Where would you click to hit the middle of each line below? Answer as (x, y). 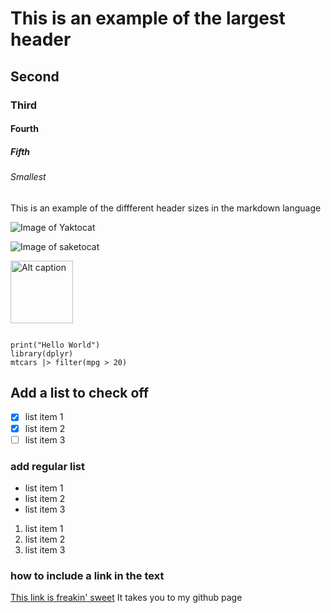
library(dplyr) (42, 353)
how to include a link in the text (87, 575)
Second (35, 76)
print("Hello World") (55, 345)
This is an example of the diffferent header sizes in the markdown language (166, 208)
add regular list (48, 466)
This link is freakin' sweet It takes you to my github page (126, 598)
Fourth (24, 129)
